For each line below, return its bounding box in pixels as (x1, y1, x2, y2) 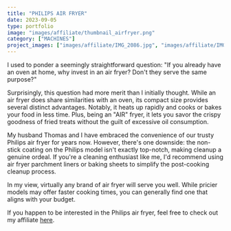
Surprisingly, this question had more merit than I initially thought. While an (7, 88, 217, 97)
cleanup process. (7, 167, 56, 175)
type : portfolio (7, 23, 54, 29)
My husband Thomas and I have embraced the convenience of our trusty (7, 131, 214, 139)
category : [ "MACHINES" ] (7, 36, 76, 42)
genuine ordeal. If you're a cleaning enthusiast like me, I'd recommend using (7, 153, 223, 161)
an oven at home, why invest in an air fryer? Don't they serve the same (7, 68, 208, 76)
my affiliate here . (7, 216, 55, 223)
